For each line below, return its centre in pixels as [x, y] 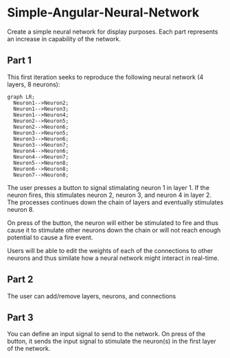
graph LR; [21, 97]
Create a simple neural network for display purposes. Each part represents [113, 32]
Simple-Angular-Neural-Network [103, 13]
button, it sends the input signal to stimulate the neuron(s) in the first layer [112, 342]
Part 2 [20, 279]
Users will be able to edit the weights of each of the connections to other [110, 250]
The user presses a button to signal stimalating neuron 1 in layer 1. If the [108, 187]
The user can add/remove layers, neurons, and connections [92, 296]
